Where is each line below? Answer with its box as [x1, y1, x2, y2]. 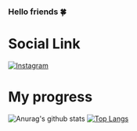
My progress [8, 88, 92, 106]
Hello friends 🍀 [8, 6, 67, 17]
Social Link [8, 35, 81, 53]
